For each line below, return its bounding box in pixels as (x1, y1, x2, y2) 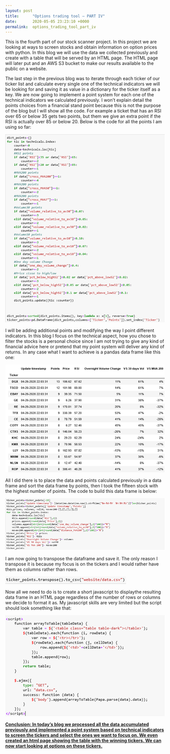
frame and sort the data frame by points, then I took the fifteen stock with (5, 482, 158, 489)
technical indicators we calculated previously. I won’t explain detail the (5, 97, 152, 103)
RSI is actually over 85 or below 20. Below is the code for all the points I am (5, 119, 162, 125)
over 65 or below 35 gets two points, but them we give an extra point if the (5, 113, 161, 119)
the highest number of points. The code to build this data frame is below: (5, 488, 157, 494)
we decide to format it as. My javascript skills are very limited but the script (5, 599, 162, 605)
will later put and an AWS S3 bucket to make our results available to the (5, 60, 154, 66)
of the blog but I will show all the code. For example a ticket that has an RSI (5, 108, 162, 114)
